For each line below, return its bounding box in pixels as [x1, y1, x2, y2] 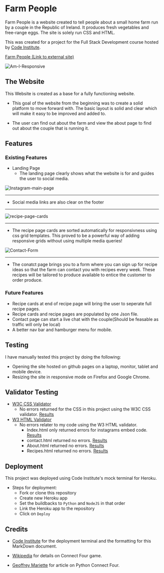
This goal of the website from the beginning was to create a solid [12, 100, 143, 106]
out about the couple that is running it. [12, 125, 89, 131]
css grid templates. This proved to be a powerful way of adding [12, 233, 140, 238]
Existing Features [5, 154, 47, 161]
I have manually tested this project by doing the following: [5, 354, 121, 360]
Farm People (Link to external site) [5, 53, 74, 59]
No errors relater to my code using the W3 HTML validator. [19, 422, 138, 428]
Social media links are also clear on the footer [12, 199, 104, 205]
